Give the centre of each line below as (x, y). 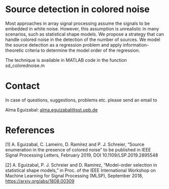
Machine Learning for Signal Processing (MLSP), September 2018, (74, 175)
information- (136, 45)
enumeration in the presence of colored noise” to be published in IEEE (78, 149)
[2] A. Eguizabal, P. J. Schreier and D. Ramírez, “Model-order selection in (81, 165)
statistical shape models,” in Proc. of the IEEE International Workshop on (80, 170)
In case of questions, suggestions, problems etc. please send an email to (81, 100)
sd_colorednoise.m (25, 65)
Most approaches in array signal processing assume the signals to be (78, 23)
